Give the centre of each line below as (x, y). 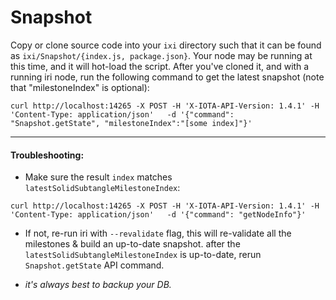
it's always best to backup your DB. (98, 285)
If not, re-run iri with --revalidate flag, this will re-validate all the (158, 233)
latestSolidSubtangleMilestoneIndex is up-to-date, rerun (143, 255)
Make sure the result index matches (98, 177)
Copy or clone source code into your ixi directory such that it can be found (166, 45)
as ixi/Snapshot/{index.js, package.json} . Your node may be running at (161, 55)
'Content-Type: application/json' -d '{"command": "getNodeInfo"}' (158, 215)
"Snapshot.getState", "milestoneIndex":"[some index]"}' (131, 123)
